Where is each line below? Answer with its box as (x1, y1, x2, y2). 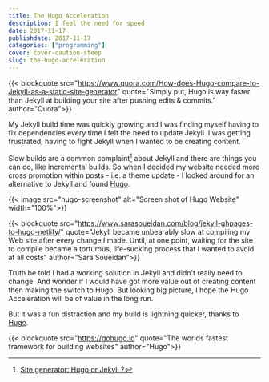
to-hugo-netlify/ (8, 227, 62, 236)
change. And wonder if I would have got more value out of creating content (8, 276, 256, 286)
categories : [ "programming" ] (8, 42, 106, 50)
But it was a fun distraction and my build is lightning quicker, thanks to (8, 309, 239, 319)
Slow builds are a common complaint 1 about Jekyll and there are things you (8, 151, 257, 163)
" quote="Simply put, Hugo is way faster (117, 86, 251, 96)
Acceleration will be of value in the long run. (8, 293, 154, 303)
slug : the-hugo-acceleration (8, 57, 106, 65)
